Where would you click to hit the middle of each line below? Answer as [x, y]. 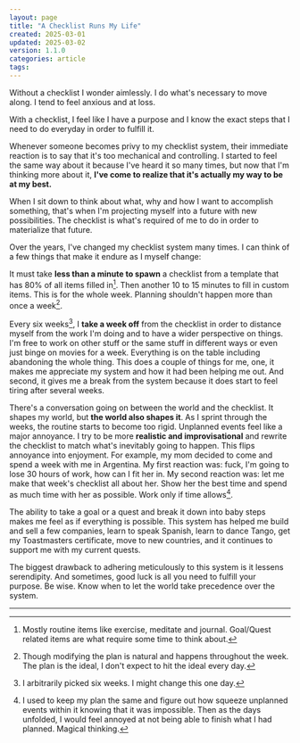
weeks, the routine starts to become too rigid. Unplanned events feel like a [146, 426]
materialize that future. [51, 229]
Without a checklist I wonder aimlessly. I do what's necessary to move [138, 92]
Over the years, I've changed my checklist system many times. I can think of [150, 247]
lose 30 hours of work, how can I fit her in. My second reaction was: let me [147, 474]
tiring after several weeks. [57, 390]
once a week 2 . [36, 304]
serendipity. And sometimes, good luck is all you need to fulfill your [133, 576]
